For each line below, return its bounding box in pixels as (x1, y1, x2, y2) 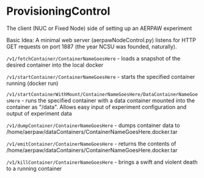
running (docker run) (6, 80, 59, 87)
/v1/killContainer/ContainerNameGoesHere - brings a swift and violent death (6, 158, 198, 166)
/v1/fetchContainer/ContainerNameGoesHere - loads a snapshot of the (6, 54, 181, 62)
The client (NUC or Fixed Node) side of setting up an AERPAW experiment (6, 24, 192, 32)
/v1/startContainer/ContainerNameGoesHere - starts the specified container (6, 73, 195, 80)
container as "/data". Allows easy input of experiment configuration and (6, 103, 187, 111)
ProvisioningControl (6, 4, 111, 18)
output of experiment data (6, 109, 72, 117)
